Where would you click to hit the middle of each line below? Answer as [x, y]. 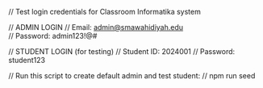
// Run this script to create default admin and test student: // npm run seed [132, 75]
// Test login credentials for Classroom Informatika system [105, 12]
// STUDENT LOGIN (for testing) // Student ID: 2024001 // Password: [122, 51]
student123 [27, 60]
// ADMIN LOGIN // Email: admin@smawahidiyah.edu [96, 27]
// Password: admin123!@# [53, 36]
